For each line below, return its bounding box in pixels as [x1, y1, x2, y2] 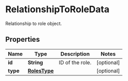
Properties [5, 35, 40, 44]
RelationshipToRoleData [5, 4, 109, 15]
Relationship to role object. [5, 20, 62, 26]
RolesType [27, 67, 54, 74]
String [27, 59, 43, 66]
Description [60, 50, 90, 57]
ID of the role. [59, 59, 92, 66]
